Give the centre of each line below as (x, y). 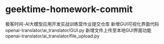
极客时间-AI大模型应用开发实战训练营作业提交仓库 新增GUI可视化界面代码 (82, 24)
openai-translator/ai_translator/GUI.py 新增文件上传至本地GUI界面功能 (78, 30)
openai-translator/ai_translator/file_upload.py (52, 36)
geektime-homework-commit (69, 9)
